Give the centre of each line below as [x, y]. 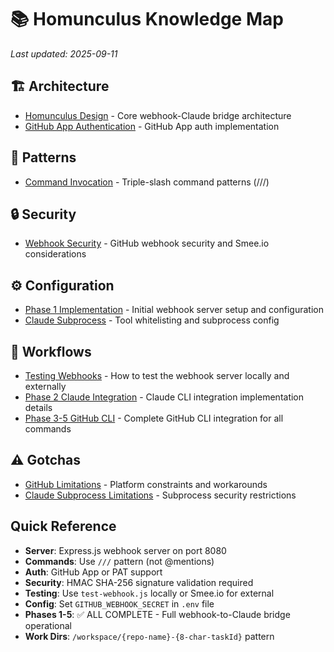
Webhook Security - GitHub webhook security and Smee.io [147, 243]
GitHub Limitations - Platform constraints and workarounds [146, 484]
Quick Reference [63, 526]
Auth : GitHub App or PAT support [93, 572]
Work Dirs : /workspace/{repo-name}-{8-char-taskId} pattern [149, 636]
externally [45, 386]
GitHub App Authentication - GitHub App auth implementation [152, 126]
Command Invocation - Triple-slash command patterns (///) [147, 182]
